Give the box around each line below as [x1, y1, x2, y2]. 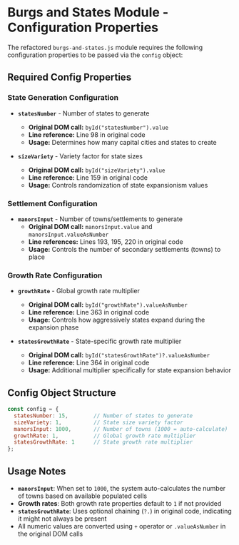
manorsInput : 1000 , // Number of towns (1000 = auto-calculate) [14, 425, 228, 432]
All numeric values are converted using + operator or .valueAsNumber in [17, 521, 226, 530]
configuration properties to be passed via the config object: [7, 51, 183, 59]
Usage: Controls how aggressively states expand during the [28, 315, 205, 325]
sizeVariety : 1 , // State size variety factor [14, 419, 183, 426]
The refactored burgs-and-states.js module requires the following [7, 43, 203, 51]
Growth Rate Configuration [7, 270, 103, 280]
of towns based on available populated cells [17, 491, 148, 500]
